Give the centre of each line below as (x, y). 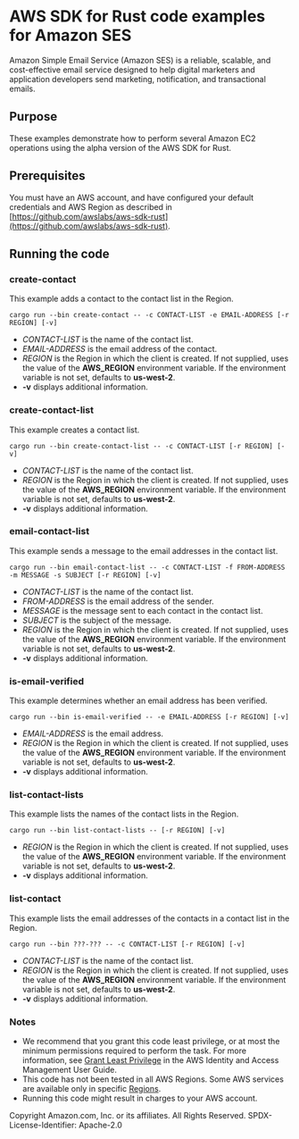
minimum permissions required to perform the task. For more (134, 1051)
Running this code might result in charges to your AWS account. (140, 1098)
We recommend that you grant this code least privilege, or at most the (151, 1042)
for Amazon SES (71, 35)
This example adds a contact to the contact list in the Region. (121, 299)
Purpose (33, 117)
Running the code (59, 253)
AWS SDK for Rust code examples (137, 17)
